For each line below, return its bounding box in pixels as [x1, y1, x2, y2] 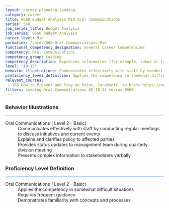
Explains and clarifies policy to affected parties [18, 136, 115, 142]
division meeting [18, 147, 52, 153]
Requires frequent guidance [18, 192, 76, 198]
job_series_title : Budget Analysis [5, 26, 80, 31]
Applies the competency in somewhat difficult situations [18, 186, 134, 192]
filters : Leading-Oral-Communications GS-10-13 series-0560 [5, 87, 134, 92]
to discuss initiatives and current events [18, 131, 101, 137]
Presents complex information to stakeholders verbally [18, 152, 131, 158]
